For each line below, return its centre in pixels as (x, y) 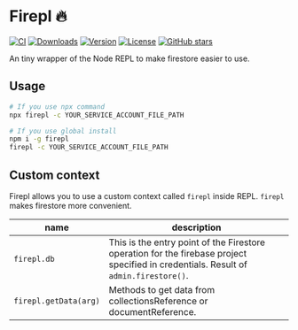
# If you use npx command (57, 107)
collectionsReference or (158, 301)
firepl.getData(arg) (57, 301)
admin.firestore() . (149, 275)
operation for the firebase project (177, 253)
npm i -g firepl (39, 139)
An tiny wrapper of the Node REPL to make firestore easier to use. (129, 58)
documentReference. (153, 311)
